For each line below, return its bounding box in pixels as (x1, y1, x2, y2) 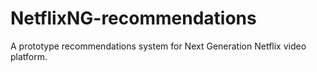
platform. (10, 50, 48, 62)
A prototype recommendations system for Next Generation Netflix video (10, 40, 307, 52)
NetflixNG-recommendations (10, 7, 257, 30)
